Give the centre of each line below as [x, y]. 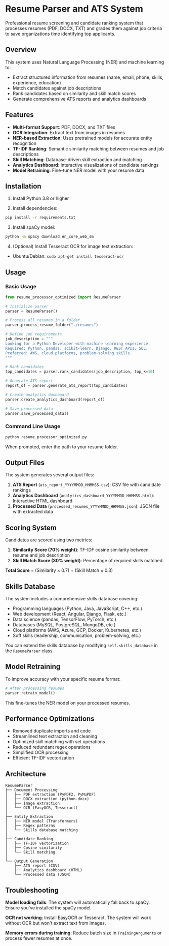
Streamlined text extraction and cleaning [55, 736]
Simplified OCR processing [41, 752]
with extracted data [33, 512]
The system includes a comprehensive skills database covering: [72, 599]
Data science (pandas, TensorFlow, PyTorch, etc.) [64, 619]
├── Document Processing [31, 790]
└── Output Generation [29, 861]
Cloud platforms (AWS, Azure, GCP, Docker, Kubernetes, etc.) [77, 630]
